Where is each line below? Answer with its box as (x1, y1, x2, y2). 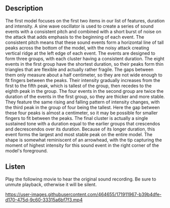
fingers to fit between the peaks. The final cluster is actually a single (5, 115, 148, 121)
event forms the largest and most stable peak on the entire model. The (5, 131, 153, 137)
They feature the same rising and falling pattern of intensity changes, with (5, 99, 160, 105)
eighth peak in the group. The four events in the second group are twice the (5, 88, 164, 94)
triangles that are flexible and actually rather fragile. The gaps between (5, 66, 154, 72)
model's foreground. (5, 147, 48, 153)
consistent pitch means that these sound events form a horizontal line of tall (5, 39, 164, 45)
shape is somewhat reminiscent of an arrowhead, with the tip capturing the (5, 137, 162, 143)
